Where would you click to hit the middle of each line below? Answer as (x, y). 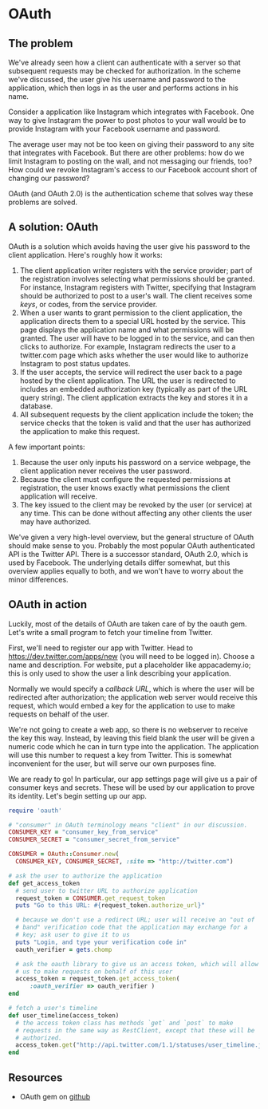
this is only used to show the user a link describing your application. (120, 673)
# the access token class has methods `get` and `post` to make (124, 1023)
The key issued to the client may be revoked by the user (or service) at (136, 504)
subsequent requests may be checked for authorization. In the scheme (124, 71)
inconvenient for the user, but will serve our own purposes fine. (112, 764)
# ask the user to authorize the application (85, 876)
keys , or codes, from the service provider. (89, 304)
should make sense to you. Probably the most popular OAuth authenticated (132, 545)
